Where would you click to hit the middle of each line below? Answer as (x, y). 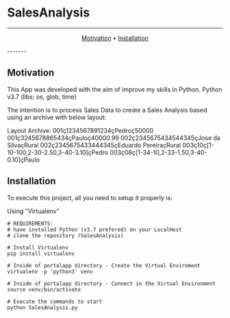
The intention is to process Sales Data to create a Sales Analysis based (107, 110)
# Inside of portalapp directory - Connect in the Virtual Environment (111, 283)
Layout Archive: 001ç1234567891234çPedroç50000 (80, 130)
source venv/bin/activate (44, 289)
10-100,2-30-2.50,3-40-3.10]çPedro (58, 152)
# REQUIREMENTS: (30, 223)
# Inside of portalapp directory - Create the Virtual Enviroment (104, 265)
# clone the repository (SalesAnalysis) (66, 235)
